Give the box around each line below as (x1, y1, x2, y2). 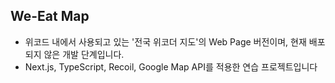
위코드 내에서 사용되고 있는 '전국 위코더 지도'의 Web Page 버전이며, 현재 (24, 35, 307, 48)
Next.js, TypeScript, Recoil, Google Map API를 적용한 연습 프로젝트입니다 (24, 60, 318, 73)
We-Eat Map (10, 8, 90, 25)
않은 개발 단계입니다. (43, 48, 125, 60)
